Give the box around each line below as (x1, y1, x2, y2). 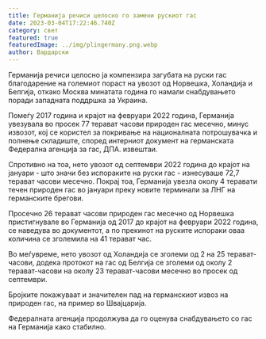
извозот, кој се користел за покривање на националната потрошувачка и (8, 128, 258, 137)
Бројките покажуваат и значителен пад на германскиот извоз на (8, 290, 229, 299)
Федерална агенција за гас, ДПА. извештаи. (8, 144, 158, 154)
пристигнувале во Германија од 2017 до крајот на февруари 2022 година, (8, 217, 259, 227)
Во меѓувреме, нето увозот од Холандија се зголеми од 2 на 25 (8, 249, 226, 258)
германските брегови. (8, 193, 84, 203)
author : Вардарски (8, 48, 69, 56)
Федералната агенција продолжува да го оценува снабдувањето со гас (8, 314, 253, 323)
